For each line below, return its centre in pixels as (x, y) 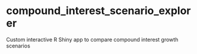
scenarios (18, 46)
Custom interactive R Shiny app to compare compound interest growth (92, 39)
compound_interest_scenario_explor (99, 11)
